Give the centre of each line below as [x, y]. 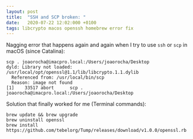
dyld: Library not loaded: [39, 67]
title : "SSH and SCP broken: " [46, 17]
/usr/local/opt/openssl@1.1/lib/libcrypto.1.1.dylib [73, 72]
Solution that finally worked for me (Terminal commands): [76, 104]
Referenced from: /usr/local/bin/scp [58, 77]
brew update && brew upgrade [42, 115]
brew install [22, 125]
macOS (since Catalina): [36, 51]
